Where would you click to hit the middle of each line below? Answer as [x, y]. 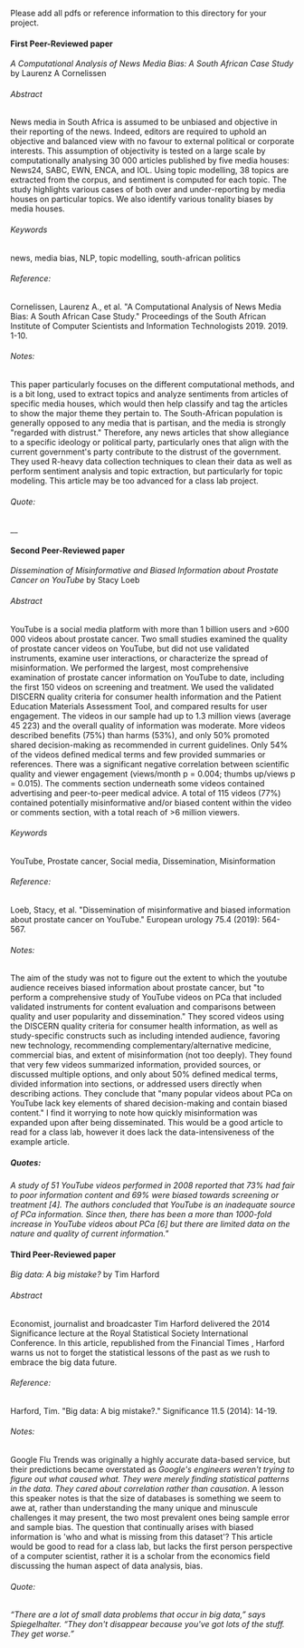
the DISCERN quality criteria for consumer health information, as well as [144, 1026]
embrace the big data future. [64, 1362]
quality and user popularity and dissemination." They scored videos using [147, 1017]
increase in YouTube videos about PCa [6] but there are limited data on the [150, 1224]
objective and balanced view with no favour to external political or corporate [152, 141]
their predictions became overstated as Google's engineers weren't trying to [152, 1469]
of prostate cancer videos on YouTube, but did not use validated [130, 648]
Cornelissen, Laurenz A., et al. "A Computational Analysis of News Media [146, 307]
